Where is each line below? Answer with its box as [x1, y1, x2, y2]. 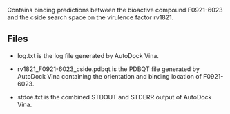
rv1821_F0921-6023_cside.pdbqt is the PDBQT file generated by [17, 65, 200, 73]
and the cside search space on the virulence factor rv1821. [7, 13, 174, 21]
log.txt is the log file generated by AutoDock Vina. [17, 51, 159, 59]
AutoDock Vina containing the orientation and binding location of [17, 72, 202, 80]
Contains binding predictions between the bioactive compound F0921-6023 [7, 6, 223, 14]
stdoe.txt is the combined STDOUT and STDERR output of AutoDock [17, 93, 212, 101]
